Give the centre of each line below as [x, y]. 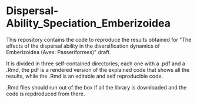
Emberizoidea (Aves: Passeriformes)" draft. [59, 52]
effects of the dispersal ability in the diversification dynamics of [83, 46]
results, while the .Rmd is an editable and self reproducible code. [85, 76]
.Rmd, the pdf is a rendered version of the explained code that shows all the [98, 69]
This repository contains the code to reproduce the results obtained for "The [99, 39]
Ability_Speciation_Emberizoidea [88, 23]
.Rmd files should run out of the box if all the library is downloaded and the [96, 87]
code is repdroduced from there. [46, 94]
